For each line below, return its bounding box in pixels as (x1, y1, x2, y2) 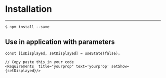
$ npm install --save (5, 24, 50, 29)
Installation (5, 3, 52, 15)
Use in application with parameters (5, 38, 115, 46)
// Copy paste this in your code (5, 59, 74, 65)
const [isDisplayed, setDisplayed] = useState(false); (5, 51, 121, 56)
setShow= (111, 64, 129, 69)
